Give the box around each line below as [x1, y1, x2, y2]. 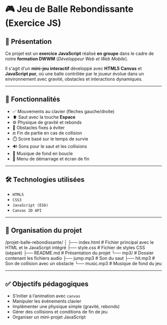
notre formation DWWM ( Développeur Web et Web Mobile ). [5, 56, 128, 62]
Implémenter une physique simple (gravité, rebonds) [12, 304, 120, 310]
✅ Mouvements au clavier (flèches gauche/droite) [12, 108, 115, 114]
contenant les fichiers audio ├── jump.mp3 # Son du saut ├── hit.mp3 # [5, 255, 155, 261]
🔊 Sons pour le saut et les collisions [12, 143, 87, 149]
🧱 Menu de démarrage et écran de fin [12, 156, 89, 162]
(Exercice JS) [5, 17, 61, 29]
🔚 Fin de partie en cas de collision [12, 130, 82, 136]
